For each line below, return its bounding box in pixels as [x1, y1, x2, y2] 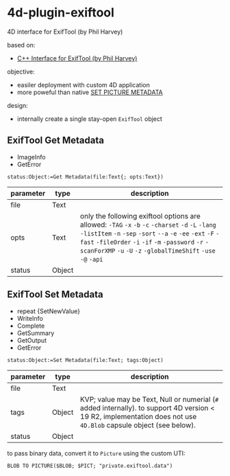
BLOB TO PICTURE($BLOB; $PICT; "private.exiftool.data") [7, 462, 173, 469]
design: [7, 101, 29, 109]
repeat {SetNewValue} [16, 307, 81, 315]
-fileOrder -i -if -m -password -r [95, 238, 204, 246]
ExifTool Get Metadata [7, 135, 105, 146]
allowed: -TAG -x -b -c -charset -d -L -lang [79, 220, 217, 229]
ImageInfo [16, 152, 46, 161]
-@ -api [79, 256, 104, 263]
